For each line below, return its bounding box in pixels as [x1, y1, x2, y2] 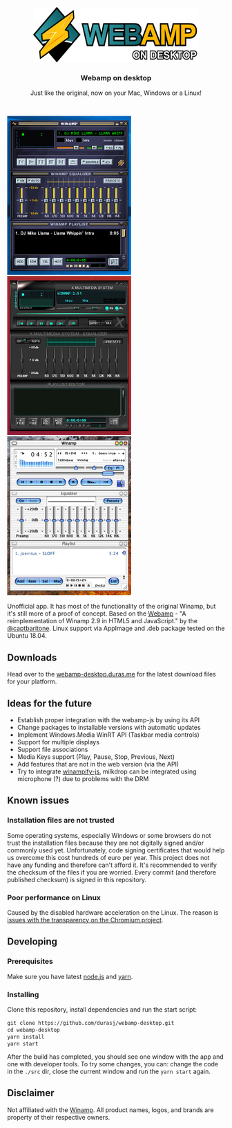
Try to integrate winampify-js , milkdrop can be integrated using [17, 767, 197, 776]
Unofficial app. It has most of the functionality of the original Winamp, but [7, 602, 216, 611]
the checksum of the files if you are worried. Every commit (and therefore [7, 868, 216, 876]
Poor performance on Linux [7, 893, 101, 902]
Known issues [7, 795, 70, 807]
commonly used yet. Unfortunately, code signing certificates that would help [7, 845, 225, 854]
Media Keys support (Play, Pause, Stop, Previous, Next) [17, 752, 175, 761]
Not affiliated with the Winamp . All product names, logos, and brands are [7, 1105, 214, 1114]
